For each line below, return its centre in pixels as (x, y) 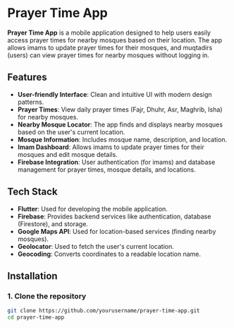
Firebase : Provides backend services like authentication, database (114, 216)
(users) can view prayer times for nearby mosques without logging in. (109, 55)
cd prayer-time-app (36, 317)
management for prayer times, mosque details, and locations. (106, 169)
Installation (32, 276)
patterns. (31, 102)
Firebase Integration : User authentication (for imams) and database (116, 162)
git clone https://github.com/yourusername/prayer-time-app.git (104, 311)
